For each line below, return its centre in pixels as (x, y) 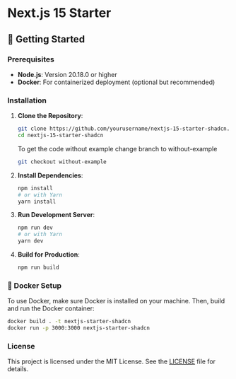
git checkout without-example (62, 162)
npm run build (38, 268)
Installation (27, 100)
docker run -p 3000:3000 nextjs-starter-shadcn (79, 328)
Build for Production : (48, 255)
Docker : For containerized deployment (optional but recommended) (116, 82)
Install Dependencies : (50, 175)
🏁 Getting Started (46, 39)
